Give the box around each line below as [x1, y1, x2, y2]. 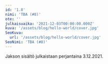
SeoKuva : [5, 30, 23, 35]
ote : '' [5, 16, 21, 21]
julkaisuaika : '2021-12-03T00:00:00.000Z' [5, 21, 95, 26]
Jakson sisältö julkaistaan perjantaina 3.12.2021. [5, 53, 104, 59]
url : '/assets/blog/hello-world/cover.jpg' [9, 35, 101, 40]
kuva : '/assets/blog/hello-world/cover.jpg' [5, 26, 99, 31]
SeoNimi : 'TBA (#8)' [5, 40, 48, 45]
